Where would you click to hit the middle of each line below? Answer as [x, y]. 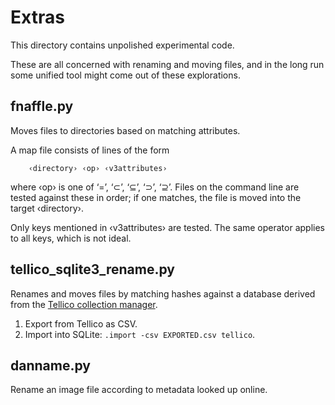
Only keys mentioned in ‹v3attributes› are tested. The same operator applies [167, 227]
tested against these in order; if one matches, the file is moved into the [156, 197]
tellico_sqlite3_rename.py [92, 269]
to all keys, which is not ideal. [71, 238]
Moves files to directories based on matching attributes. [125, 130]
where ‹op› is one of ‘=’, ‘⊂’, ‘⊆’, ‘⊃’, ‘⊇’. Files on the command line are [155, 187]
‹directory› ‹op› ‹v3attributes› [98, 168]
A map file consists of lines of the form [90, 150]
